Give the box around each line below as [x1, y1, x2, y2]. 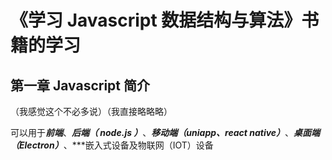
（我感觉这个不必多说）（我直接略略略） [10, 106, 173, 117]
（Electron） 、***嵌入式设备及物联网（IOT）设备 [10, 139, 214, 151]
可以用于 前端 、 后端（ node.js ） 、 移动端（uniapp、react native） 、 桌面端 [10, 127, 321, 138]
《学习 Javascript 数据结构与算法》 [10, 9, 302, 32]
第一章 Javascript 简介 [10, 77, 151, 94]
